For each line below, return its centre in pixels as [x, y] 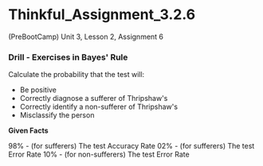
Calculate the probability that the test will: [77, 75]
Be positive [38, 90]
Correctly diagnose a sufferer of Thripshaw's [94, 98]
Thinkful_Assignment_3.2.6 [102, 15]
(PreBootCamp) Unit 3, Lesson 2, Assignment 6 [86, 37]
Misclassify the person [57, 115]
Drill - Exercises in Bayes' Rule [68, 57]
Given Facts [29, 131]
